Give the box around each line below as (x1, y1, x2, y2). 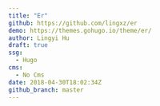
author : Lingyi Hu (8, 33, 70, 42)
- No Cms (15, 71, 45, 79)
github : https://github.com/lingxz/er (8, 19, 138, 27)
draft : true (8, 41, 48, 49)
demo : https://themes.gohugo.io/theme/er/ (8, 26, 152, 34)
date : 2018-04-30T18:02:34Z (8, 78, 102, 86)
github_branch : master (8, 85, 84, 94)
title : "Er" (8, 11, 48, 20)
